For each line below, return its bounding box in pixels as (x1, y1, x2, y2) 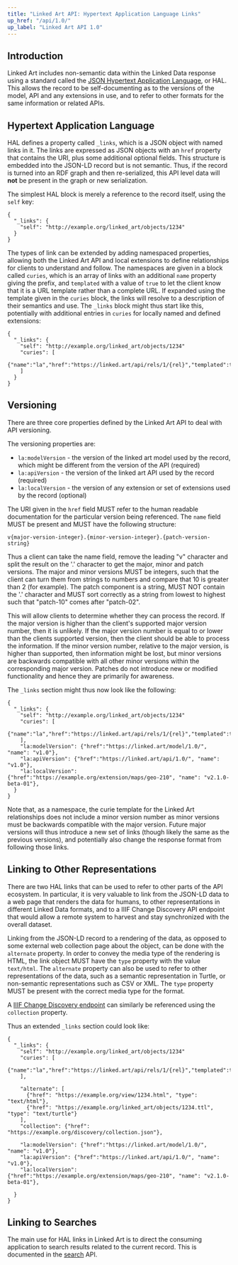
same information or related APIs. (7, 99, 105, 107)
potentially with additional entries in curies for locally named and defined (7, 309, 221, 317)
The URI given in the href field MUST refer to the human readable (7, 505, 198, 513)
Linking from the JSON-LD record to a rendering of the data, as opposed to (7, 934, 227, 942)
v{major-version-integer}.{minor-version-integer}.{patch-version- (7, 534, 211, 541)
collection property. (7, 1008, 68, 1016)
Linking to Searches (7, 1217, 97, 1229)
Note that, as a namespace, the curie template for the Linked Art (7, 804, 195, 814)
